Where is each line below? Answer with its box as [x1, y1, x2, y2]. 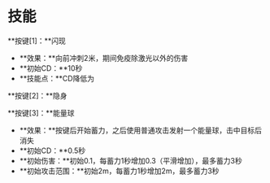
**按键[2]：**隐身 [7, 90, 67, 100]
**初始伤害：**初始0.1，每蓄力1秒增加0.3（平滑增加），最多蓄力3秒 [19, 155, 242, 165]
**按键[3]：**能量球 [7, 107, 75, 118]
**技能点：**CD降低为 [19, 73, 95, 83]
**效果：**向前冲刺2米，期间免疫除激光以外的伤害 [19, 53, 189, 63]
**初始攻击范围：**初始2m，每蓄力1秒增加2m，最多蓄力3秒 [19, 166, 220, 176]
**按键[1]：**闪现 [7, 36, 66, 46]
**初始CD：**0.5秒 [19, 146, 86, 155]
